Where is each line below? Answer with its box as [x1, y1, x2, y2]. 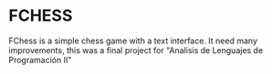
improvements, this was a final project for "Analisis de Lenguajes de [8, 44, 264, 55]
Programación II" [8, 54, 72, 65]
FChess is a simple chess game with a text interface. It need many [8, 35, 257, 46]
